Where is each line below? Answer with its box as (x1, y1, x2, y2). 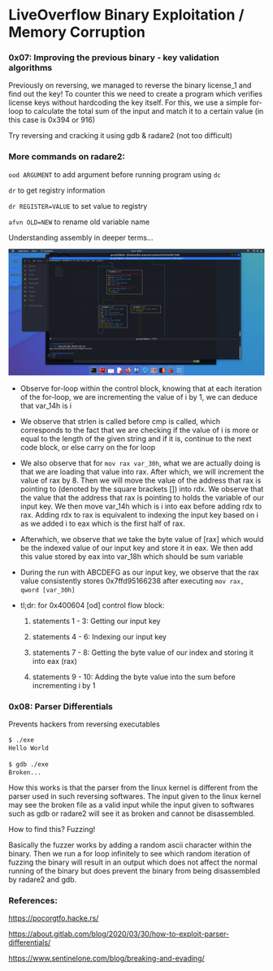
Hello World (8, 744, 49, 752)
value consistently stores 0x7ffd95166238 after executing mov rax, (19, 575, 245, 586)
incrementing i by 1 (32, 680, 96, 690)
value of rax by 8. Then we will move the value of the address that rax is (19, 475, 262, 485)
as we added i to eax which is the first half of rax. (19, 518, 185, 528)
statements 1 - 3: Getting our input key (32, 616, 161, 626)
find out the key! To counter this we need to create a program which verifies (8, 89, 262, 99)
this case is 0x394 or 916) (8, 115, 96, 125)
